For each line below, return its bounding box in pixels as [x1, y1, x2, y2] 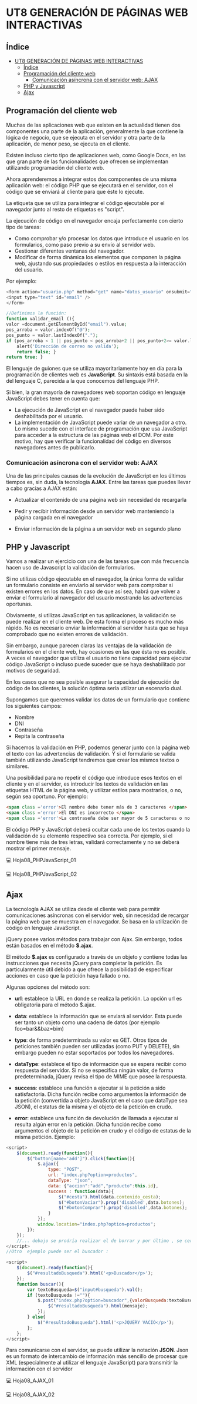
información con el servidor [6, 1365, 73, 1372]
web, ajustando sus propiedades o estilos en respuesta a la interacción [14, 260, 186, 267]
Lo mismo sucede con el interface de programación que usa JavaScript [14, 425, 188, 432]
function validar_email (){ [6, 316, 75, 322]
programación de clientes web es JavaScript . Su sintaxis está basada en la [6, 371, 188, 378]
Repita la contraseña [14, 733, 64, 740]
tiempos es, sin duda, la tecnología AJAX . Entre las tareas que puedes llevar [6, 478, 191, 485]
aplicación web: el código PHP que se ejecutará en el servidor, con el [6, 181, 174, 188]
